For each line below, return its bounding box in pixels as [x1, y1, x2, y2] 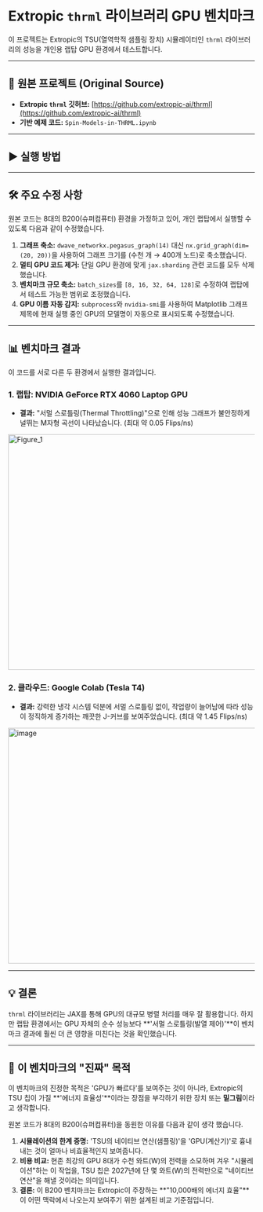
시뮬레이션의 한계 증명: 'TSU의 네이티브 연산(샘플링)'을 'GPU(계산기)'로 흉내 [19, 1137, 253, 1146]
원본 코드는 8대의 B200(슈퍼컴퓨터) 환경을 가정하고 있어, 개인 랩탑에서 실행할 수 [8, 214, 252, 224]
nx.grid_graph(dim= [185, 242, 249, 250]
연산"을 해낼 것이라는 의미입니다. [19, 1176, 120, 1185]
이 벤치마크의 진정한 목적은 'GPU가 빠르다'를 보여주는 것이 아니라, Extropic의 [8, 1083, 243, 1093]
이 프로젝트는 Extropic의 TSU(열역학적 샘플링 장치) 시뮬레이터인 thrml [8, 35, 224, 44]
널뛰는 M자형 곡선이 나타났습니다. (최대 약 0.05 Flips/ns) [19, 418, 194, 428]
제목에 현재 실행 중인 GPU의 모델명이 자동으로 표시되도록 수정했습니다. [19, 309, 235, 319]
